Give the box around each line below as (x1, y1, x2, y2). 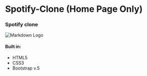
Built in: (5, 43, 21, 50)
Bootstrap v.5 (12, 65, 40, 71)
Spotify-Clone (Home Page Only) (5, 3, 143, 15)
